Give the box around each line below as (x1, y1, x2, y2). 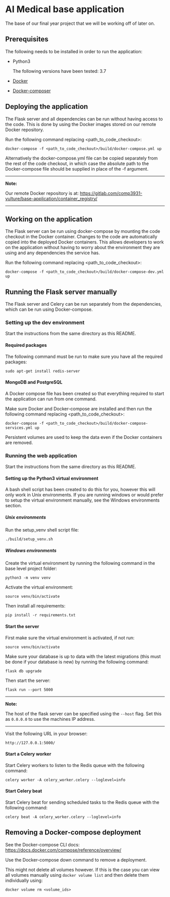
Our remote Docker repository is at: (5, 190, 79, 196)
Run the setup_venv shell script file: (5, 527, 79, 533)
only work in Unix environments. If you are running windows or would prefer (5, 492, 163, 498)
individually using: (5, 877, 43, 883)
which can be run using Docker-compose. (5, 306, 93, 312)
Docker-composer (12, 88, 51, 94)
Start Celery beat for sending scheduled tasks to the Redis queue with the (5, 799, 159, 805)
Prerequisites (5, 35, 49, 44)
